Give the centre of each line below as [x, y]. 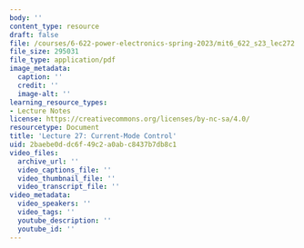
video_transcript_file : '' [69, 187]
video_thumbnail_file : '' [67, 178]
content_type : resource [55, 26]
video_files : [34, 153]
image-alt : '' [44, 94]
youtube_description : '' [65, 220]
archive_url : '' [48, 161]
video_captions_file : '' [65, 170]
